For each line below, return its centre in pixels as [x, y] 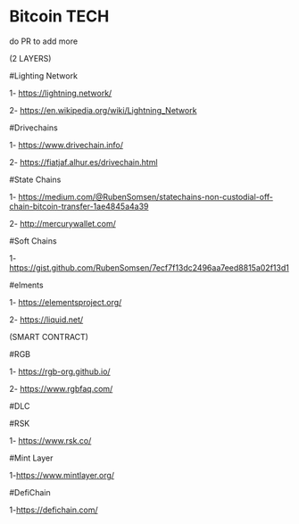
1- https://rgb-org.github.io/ [60, 371]
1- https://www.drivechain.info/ [66, 145]
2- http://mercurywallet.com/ [62, 223]
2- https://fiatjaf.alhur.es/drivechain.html [83, 162]
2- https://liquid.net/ [46, 320]
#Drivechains [33, 128]
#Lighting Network [44, 75]
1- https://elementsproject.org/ [66, 302]
